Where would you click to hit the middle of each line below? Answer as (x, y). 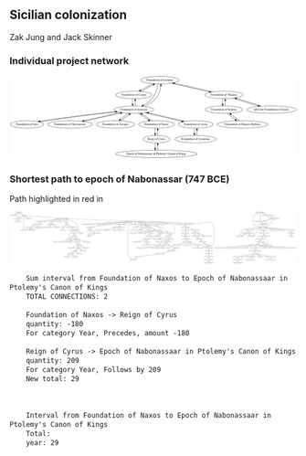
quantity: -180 (55, 323)
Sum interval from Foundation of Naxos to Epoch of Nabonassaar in (157, 278)
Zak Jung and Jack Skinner (61, 37)
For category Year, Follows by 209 (94, 369)
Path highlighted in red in (56, 199)
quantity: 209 (53, 360)
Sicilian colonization (69, 15)
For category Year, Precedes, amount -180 (108, 333)
